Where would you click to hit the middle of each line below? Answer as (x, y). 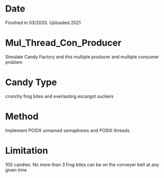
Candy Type (31, 82)
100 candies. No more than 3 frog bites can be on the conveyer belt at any (82, 164)
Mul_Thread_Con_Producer (63, 43)
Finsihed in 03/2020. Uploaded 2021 (43, 23)
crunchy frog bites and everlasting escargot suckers (59, 96)
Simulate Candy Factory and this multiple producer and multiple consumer (82, 57)
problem (14, 62)
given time (16, 170)
